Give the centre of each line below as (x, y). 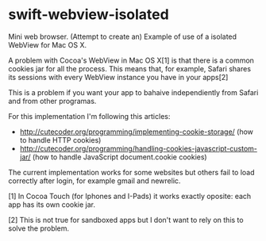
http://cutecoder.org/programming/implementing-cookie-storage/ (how (137, 132)
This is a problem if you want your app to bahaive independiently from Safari (133, 92)
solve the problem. (39, 228)
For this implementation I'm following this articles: (89, 116)
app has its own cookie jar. (52, 205)
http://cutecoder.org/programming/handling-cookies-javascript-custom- (139, 148)
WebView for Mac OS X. (48, 44)
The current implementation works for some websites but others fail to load (132, 172)
